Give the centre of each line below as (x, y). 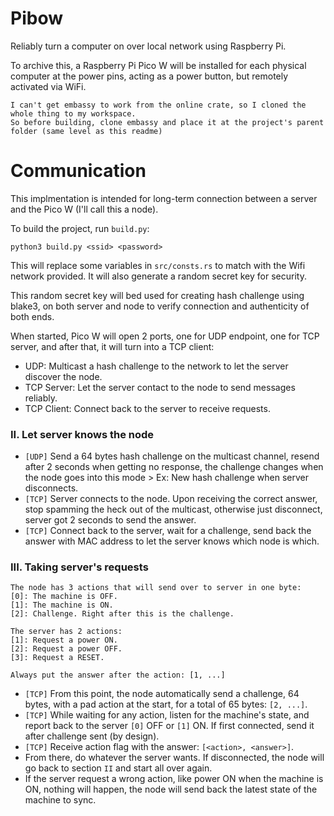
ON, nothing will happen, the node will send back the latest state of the (171, 789)
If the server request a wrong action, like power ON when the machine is (174, 779)
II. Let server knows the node (82, 434)
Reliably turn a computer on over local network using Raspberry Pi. (148, 46)
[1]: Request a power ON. (64, 640)
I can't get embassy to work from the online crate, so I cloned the (158, 105)
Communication (78, 171)
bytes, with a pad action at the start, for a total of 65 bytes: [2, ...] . (166, 704)
